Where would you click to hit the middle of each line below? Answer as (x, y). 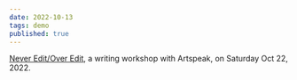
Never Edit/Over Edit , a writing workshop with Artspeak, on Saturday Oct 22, (148, 59)
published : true (39, 33)
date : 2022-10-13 (41, 17)
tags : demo (29, 25)
